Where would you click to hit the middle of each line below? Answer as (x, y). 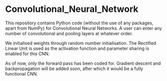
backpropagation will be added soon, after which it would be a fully (74, 69)
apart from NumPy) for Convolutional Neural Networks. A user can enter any (83, 28)
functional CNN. (22, 74)
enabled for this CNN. (27, 54)
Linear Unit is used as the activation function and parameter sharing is (77, 48)
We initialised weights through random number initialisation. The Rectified (81, 43)
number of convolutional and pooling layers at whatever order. (69, 33)
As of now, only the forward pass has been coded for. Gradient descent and (83, 63)
